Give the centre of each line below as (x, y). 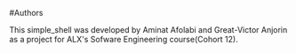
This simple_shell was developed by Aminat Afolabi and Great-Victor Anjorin (148, 30)
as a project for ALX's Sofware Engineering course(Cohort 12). (124, 39)
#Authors (26, 13)
